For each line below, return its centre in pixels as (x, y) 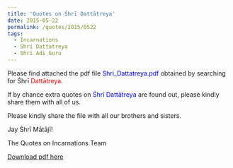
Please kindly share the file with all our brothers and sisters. (95, 115)
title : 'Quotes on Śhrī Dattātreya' (61, 14)
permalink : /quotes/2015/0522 (52, 27)
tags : (15, 34)
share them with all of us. (44, 102)
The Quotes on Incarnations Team (57, 143)
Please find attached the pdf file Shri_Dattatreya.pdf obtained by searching (116, 73)
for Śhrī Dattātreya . (35, 80)
